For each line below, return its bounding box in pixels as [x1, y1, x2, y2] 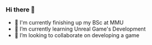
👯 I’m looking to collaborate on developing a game [14, 32, 140, 39]
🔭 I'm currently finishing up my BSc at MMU [14, 19, 124, 26]
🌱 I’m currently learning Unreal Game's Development [14, 25, 146, 32]
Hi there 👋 [5, 5, 36, 14]
